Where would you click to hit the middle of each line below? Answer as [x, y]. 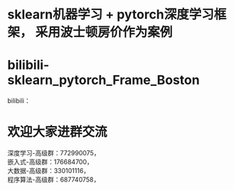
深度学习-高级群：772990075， [54, 153]
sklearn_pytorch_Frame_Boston [104, 80]
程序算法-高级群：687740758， [54, 180]
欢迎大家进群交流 [58, 132]
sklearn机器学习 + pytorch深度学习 [111, 15]
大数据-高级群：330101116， [49, 171]
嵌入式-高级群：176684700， [50, 162]
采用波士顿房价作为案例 [104, 32]
